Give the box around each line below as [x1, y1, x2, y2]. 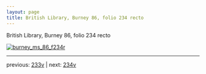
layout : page [6, 9, 40, 15]
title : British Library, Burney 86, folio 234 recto [6, 15, 144, 21]
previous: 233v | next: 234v [6, 61, 77, 68]
